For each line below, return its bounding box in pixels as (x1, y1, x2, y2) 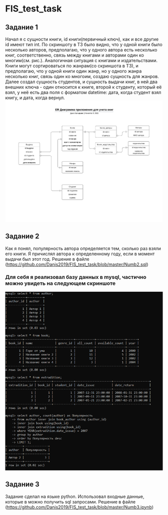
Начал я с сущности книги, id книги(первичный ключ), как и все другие (5, 36, 159, 42)
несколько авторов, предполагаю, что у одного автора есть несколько (5, 47, 157, 53)
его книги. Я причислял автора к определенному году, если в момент (5, 251, 155, 257)
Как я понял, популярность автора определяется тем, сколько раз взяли (5, 245, 161, 251)
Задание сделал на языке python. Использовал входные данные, (5, 493, 144, 499)
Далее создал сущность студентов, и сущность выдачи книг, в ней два (5, 79, 157, 85)
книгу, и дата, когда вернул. (5, 95, 65, 101)
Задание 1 (5, 23, 38, 32)
